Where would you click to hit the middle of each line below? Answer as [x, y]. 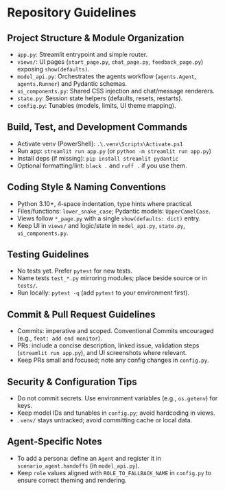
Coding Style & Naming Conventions [86, 187]
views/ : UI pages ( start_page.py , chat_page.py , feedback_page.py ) [110, 62]
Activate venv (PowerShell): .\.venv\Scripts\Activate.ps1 [100, 144]
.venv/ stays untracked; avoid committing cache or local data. [105, 420]
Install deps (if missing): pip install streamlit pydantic [98, 158]
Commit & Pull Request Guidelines [81, 314]
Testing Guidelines [48, 254]
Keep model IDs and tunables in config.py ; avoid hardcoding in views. [116, 413]
